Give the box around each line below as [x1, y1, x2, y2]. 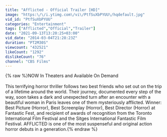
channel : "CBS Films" [5, 59, 51, 64]
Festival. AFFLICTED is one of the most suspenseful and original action [5, 121, 152, 127]
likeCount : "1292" [5, 49, 44, 54]
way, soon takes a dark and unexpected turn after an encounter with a [5, 94, 151, 100]
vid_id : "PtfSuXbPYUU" [5, 17, 53, 22]
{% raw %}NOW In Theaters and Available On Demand [5, 73, 119, 79]
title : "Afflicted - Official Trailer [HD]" [5, 7, 100, 13]
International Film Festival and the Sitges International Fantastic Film [5, 115, 146, 121]
